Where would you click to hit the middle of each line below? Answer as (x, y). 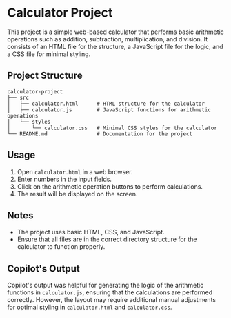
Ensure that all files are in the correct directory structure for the (107, 239)
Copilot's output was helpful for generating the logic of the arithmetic (106, 286)
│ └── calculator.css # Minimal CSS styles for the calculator (112, 128)
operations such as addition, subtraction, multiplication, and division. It (108, 39)
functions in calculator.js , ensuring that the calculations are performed (110, 292)
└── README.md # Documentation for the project (100, 134)
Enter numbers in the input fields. (64, 179)
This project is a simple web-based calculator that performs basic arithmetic (115, 32)
